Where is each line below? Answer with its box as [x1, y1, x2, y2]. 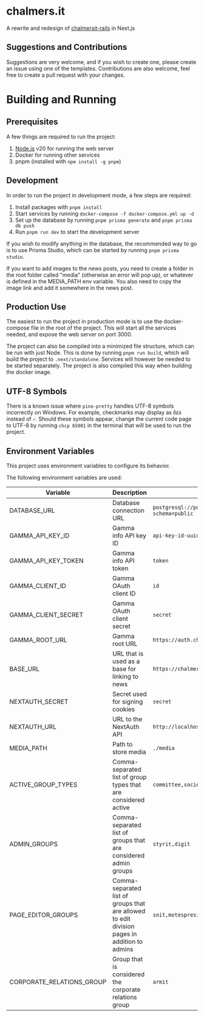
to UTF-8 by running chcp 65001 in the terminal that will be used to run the [6, 422, 191, 429]
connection [112, 506, 144, 514]
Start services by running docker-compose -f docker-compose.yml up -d [15, 210, 194, 217]
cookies [112, 705, 135, 714]
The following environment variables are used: [6, 474, 123, 481]
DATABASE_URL [9, 506, 55, 514]
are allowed [112, 907, 146, 915]
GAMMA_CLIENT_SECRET [9, 611, 84, 619]
